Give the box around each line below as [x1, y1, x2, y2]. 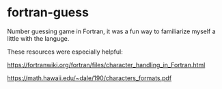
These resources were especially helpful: [7, 48, 123, 56]
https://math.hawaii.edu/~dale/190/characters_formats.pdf [7, 73, 172, 82]
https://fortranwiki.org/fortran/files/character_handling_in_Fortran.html [7, 60, 206, 69]
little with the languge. [7, 34, 70, 42]
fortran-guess [7, 5, 89, 20]
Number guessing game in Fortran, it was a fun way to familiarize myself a [7, 27, 217, 35]
